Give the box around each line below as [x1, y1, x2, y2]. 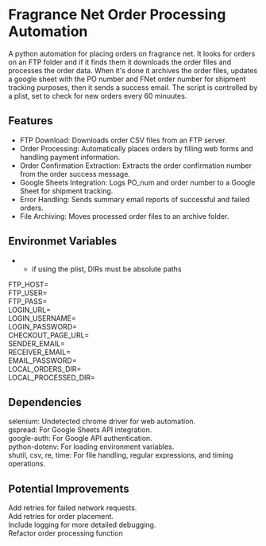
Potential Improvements [8, 482, 129, 495]
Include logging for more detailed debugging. [8, 520, 156, 530]
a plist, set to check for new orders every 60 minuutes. [8, 91, 187, 100]
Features [8, 114, 53, 128]
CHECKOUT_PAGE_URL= [8, 330, 90, 340]
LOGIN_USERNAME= [8, 313, 77, 323]
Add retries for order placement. [8, 512, 114, 521]
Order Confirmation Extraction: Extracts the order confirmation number [19, 161, 253, 170]
